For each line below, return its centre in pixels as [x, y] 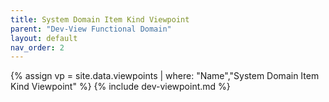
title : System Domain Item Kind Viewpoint [100, 19]
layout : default [44, 38]
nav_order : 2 [37, 47]
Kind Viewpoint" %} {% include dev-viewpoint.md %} [120, 87]
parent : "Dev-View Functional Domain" [91, 29]
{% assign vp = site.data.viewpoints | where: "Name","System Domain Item [165, 76]
